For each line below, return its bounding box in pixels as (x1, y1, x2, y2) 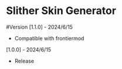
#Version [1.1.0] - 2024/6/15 (6, 23, 73, 30)
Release (14, 57, 34, 64)
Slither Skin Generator (6, 4, 116, 18)
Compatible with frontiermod (14, 34, 84, 42)
